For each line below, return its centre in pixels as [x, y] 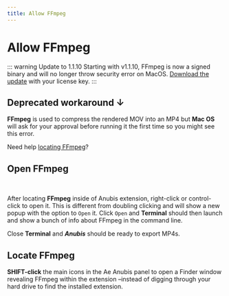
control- [200, 198]
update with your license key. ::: [52, 81]
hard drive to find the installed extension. [65, 286]
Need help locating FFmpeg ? [48, 147]
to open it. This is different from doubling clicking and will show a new [121, 206]
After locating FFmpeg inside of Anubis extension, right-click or [97, 198]
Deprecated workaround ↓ [66, 103]
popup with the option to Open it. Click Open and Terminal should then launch [115, 213]
